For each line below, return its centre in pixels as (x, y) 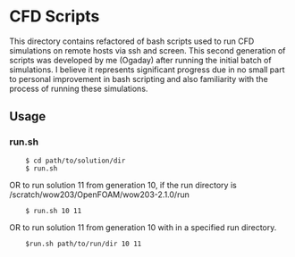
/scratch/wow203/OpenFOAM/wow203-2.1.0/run (99, 195)
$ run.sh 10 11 (54, 211)
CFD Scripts (55, 17)
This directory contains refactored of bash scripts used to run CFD (132, 41)
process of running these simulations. (79, 88)
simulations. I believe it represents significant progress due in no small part (147, 70)
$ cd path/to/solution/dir (76, 161)
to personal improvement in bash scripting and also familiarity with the (139, 79)
